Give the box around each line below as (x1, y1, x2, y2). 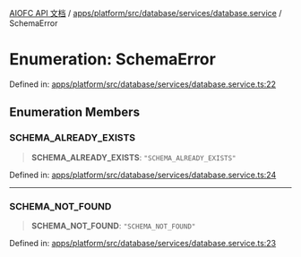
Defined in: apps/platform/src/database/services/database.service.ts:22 (9, 79, 276, 90)
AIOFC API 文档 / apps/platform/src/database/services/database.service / (9, 8, 282, 18)
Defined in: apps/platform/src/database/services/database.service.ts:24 (9, 169, 277, 180)
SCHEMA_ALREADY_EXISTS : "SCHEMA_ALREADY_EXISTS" (30, 151, 236, 163)
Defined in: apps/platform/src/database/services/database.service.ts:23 (9, 237, 277, 248)
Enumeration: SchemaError (9, 49, 217, 70)
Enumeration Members (9, 105, 141, 120)
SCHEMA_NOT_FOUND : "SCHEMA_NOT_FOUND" (30, 220, 196, 231)
